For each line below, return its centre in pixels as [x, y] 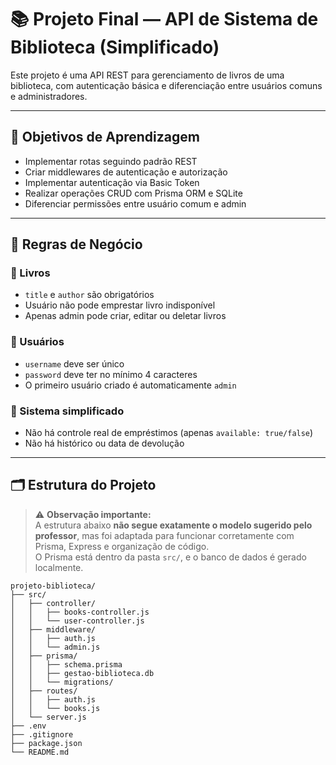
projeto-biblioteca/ [53, 586]
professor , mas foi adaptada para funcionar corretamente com [164, 535]
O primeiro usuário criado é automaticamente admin [130, 385]
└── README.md [40, 752]
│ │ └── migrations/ [62, 682]
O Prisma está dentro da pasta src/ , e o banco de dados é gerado [170, 557]
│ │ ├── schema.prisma [66, 664]
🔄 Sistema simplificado [67, 411]
